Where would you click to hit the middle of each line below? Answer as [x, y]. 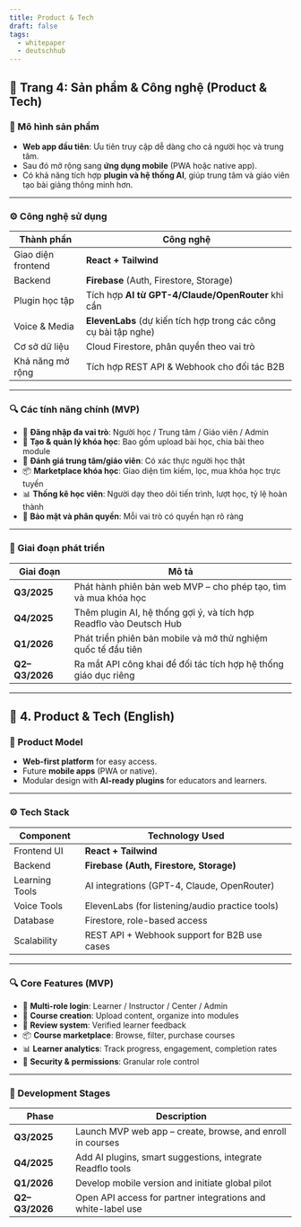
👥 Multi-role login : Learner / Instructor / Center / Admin [125, 1005]
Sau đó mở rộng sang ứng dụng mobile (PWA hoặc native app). [140, 165]
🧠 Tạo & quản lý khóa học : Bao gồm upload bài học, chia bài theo [143, 442]
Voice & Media [44, 327]
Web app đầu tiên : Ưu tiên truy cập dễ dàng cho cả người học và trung [153, 146]
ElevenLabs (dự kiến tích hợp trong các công [181, 321]
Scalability [36, 941]
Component [45, 836]
